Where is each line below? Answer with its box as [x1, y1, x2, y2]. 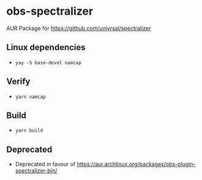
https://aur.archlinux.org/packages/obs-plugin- [77, 160, 196, 168]
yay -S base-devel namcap [15, 59, 81, 66]
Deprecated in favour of [15, 160, 76, 168]
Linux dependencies [6, 42, 86, 53]
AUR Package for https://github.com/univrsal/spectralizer [6, 24, 151, 32]
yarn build [15, 127, 43, 134]
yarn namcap [15, 94, 46, 100]
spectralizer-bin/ [15, 167, 58, 174]
